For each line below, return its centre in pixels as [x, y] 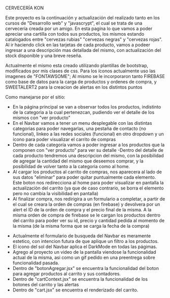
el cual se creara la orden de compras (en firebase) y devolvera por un [86, 204]
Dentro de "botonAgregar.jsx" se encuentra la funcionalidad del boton [86, 268]
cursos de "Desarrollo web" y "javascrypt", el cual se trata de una [74, 23]
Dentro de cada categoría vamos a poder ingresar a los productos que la [89, 145]
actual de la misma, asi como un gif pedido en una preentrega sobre [84, 258]
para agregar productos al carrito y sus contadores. [66, 274]
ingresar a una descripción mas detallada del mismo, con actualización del [83, 50]
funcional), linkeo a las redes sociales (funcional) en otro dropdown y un [88, 134]
